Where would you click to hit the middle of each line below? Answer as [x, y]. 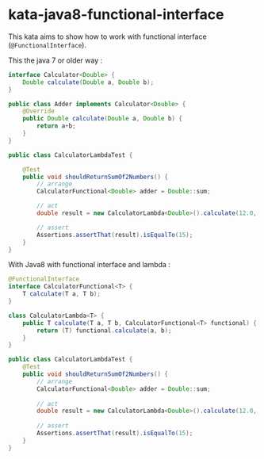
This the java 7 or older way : [55, 60]
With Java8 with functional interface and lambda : [89, 265]
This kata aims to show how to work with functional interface [108, 36]
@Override [39, 111]
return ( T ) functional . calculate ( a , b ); [104, 331]
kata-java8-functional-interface [116, 15]
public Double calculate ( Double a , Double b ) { [102, 119]
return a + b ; [57, 126]
